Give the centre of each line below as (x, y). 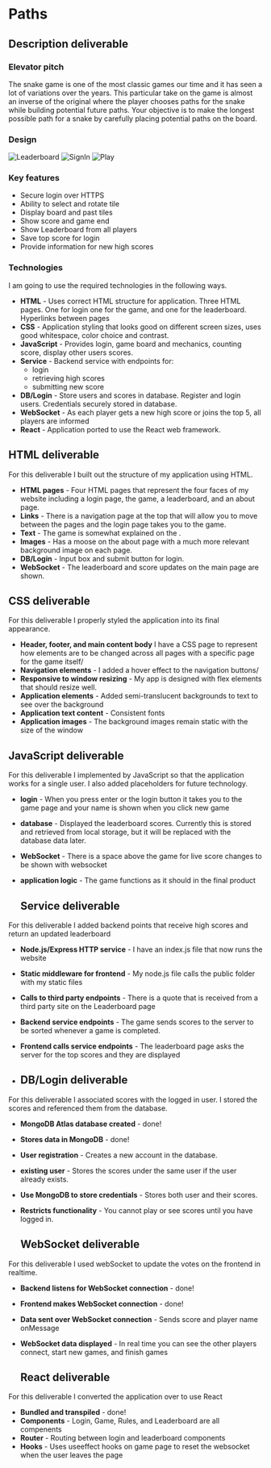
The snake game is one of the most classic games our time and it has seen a (135, 84)
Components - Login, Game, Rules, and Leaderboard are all (120, 1421)
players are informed (55, 421)
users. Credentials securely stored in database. (98, 403)
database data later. (53, 840)
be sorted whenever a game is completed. (90, 1031)
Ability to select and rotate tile (69, 204)
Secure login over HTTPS (62, 195)
